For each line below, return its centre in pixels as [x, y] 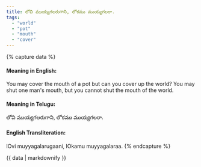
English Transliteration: [36, 132]
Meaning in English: [32, 70]
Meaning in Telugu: [31, 104]
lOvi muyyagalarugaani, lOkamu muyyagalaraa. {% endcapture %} [88, 146]
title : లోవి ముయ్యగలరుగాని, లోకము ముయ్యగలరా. [61, 12]
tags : [13, 17]
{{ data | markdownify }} [36, 157]
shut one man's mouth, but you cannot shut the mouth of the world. [90, 90]
